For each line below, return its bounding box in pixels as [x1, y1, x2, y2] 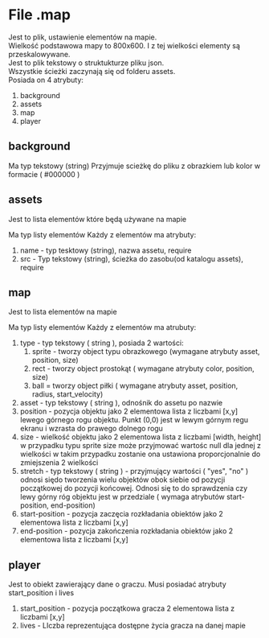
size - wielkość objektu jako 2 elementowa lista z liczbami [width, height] [19, 432, 262, 442]
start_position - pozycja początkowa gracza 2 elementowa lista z [19, 603, 235, 613]
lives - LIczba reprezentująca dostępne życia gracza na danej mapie [19, 621, 247, 631]
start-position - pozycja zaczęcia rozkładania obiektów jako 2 [19, 509, 223, 519]
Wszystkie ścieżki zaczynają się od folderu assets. [8, 66, 176, 76]
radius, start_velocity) [31, 389, 104, 399]
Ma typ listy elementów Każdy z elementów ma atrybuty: [8, 229, 197, 239]
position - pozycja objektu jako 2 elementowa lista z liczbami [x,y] [19, 406, 238, 416]
